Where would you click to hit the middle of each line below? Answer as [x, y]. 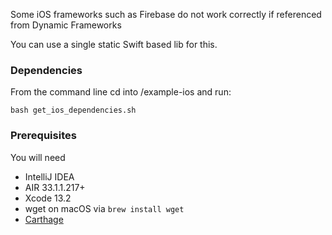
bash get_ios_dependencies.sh [73, 110]
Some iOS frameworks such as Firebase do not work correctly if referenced [166, 14]
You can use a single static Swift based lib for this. [114, 44]
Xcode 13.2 [48, 198]
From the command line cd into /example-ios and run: [121, 92]
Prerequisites [43, 136]
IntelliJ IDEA [49, 176]
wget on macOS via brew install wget [104, 208]
